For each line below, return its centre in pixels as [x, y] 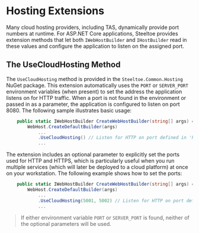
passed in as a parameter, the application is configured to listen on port [93, 104]
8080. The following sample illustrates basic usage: [69, 110]
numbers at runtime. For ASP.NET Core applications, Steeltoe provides [92, 33]
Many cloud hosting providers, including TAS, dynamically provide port [93, 27]
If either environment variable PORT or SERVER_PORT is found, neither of [105, 218]
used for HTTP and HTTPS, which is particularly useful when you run [90, 161]
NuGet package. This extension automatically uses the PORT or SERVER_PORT [97, 85]
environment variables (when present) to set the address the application [94, 91]
